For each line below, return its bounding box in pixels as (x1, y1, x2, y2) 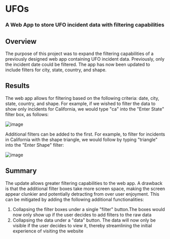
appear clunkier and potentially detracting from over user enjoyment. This (5, 191, 160, 197)
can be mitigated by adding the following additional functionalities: (5, 196, 144, 202)
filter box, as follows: (5, 111, 49, 117)
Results (5, 82, 30, 90)
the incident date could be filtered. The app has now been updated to (5, 61, 151, 67)
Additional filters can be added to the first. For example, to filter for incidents (5, 131, 165, 137)
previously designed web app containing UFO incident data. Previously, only (5, 56, 165, 62)
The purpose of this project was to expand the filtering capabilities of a (5, 50, 154, 57)
